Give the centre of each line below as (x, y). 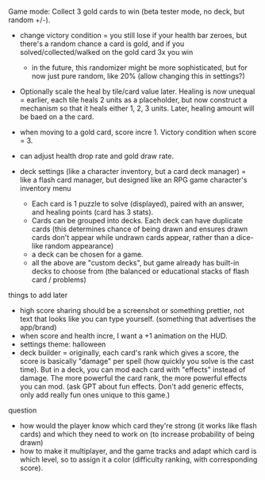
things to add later (38, 295)
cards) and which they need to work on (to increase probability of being (137, 434)
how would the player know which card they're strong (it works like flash (138, 426)
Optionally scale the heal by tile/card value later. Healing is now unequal (137, 91)
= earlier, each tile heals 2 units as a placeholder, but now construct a (133, 100)
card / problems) (59, 280)
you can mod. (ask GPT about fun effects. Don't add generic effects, (132, 386)
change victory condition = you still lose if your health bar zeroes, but (133, 35)
